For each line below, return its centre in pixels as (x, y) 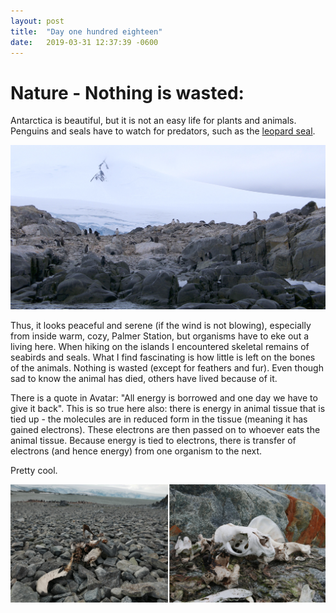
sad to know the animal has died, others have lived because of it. (144, 378)
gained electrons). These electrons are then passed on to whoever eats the (165, 429)
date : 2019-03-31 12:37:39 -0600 (84, 42)
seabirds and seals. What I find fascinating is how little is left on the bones (163, 357)
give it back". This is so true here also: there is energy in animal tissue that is (168, 408)
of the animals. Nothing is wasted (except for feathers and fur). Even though (167, 367)
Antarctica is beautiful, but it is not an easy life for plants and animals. (153, 121)
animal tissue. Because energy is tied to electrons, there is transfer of (153, 440)
